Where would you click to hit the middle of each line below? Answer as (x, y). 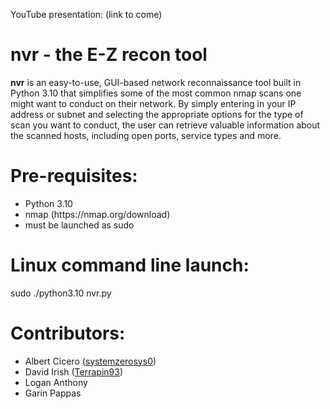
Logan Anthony (56, 382)
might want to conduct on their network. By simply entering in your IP (153, 103)
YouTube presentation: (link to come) (86, 14)
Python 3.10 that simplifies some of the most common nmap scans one (156, 93)
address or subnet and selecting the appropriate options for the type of (157, 114)
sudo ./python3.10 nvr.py (61, 293)
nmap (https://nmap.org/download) (97, 214)
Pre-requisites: (74, 176)
